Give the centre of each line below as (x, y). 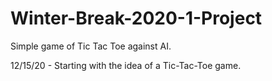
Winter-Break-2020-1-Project (136, 18)
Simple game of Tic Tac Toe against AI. (91, 46)
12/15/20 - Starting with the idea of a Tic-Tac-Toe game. (126, 65)
